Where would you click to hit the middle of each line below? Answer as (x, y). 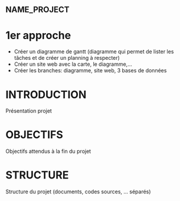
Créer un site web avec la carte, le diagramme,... (73, 64)
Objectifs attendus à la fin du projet (48, 151)
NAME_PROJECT (37, 10)
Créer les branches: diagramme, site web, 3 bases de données (90, 71)
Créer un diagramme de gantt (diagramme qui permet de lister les (94, 52)
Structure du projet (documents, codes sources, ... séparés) (78, 192)
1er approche (38, 35)
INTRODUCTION (46, 95)
